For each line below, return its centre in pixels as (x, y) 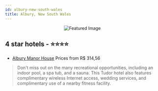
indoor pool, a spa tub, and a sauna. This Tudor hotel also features (84, 73)
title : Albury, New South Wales (38, 14)
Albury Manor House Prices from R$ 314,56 (56, 58)
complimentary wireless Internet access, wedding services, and (81, 78)
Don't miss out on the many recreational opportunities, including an (85, 68)
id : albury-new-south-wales (34, 10)
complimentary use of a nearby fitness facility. (64, 83)
